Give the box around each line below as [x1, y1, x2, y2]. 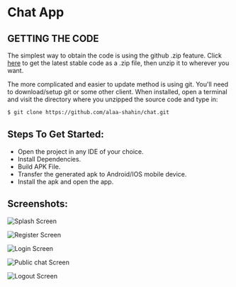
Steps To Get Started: [7, 128, 104, 140]
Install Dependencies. [17, 154, 82, 163]
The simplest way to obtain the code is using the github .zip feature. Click [7, 51, 222, 60]
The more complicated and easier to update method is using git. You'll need [7, 80, 229, 89]
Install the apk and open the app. [17, 177, 114, 186]
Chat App [7, 4, 64, 21]
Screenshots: [7, 198, 69, 210]
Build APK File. [17, 162, 61, 171]
